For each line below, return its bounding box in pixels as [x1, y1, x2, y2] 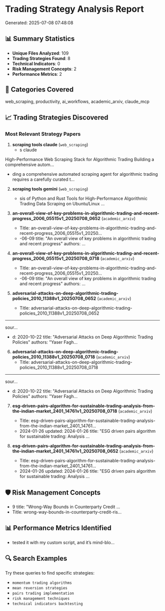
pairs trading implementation [12, 591, 75, 596]
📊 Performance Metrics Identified [5, 524, 111, 532]
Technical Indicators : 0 [12, 61, 60, 66]
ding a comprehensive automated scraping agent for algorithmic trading [12, 171, 158, 177]
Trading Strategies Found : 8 [12, 55, 71, 61]
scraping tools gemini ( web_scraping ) [12, 186, 88, 192]
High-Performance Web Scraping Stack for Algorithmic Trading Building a [5, 157, 155, 162]
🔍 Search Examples [5, 554, 67, 563]
